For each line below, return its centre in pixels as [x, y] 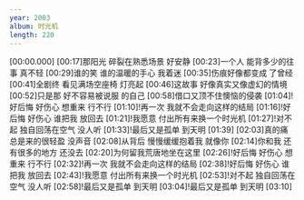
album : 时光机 [34, 26]
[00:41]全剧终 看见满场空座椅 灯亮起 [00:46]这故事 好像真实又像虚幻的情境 [148, 85]
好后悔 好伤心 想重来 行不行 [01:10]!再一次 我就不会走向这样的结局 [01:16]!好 [151, 107]
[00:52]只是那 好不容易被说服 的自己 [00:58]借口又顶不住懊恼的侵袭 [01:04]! [152, 95]
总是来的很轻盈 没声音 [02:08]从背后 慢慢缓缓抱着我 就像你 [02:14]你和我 [146, 141]
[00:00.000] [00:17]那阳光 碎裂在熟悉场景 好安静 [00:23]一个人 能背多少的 [148, 62]
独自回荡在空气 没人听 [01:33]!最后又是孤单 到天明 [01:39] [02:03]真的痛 [154, 130]
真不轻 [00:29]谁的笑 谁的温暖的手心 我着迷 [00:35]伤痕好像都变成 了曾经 [156, 73]
